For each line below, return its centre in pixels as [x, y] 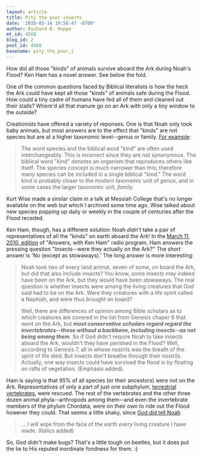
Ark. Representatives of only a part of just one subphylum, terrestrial [91, 387]
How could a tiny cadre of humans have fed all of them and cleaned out [95, 99]
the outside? [22, 112]
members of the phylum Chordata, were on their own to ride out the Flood [98, 406]
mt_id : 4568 [21, 34]
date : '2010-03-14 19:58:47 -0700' [51, 23]
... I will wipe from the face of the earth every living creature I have [103, 424]
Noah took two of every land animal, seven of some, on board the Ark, [108, 267]
